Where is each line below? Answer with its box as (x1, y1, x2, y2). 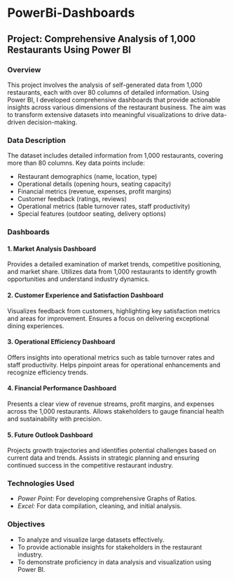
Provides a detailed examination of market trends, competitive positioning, (7, 260, 222, 268)
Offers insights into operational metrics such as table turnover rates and (7, 353, 215, 362)
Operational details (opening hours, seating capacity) (17, 180, 172, 189)
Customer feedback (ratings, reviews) (17, 195, 128, 203)
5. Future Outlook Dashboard (7, 430, 93, 439)
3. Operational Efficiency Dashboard (7, 338, 116, 346)
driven (7, 118, 26, 126)
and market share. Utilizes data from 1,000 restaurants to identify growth (7, 268, 217, 276)
